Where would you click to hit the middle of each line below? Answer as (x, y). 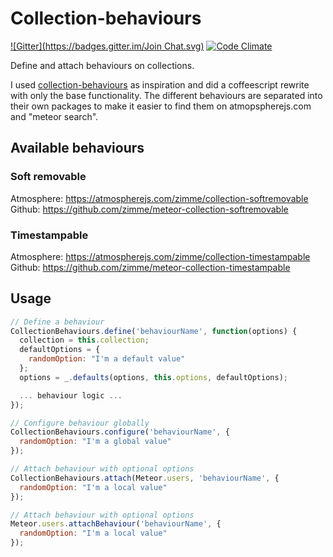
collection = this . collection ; (84, 340)
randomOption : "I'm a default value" (107, 359)
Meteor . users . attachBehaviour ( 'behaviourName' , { (116, 524)
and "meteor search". (54, 116)
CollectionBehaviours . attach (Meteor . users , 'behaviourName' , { (145, 478)
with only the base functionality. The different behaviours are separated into (166, 95)
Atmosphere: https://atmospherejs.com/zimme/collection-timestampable (160, 256)
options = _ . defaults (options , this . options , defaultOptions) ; (153, 377)
